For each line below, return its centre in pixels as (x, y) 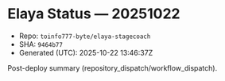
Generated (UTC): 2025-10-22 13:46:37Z (86, 52)
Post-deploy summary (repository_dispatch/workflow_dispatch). (112, 67)
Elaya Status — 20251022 (94, 14)
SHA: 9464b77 (41, 44)
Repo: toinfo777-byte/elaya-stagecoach (85, 36)
